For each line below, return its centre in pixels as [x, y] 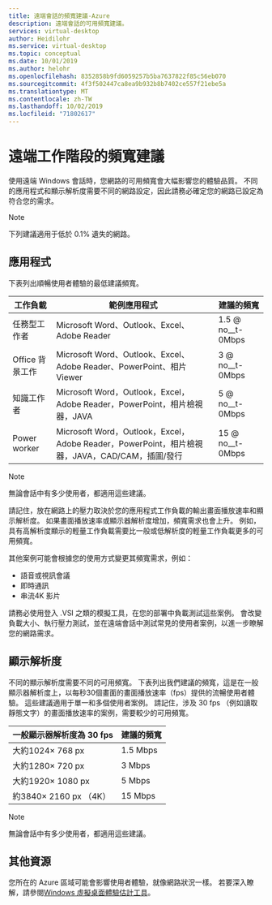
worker [26, 448]
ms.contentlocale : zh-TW [50, 99]
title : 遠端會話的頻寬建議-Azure [59, 16]
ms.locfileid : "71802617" [52, 114]
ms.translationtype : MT [49, 91]
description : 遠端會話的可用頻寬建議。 [68, 24]
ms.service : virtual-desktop [57, 46]
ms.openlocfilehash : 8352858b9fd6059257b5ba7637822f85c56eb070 [117, 76]
